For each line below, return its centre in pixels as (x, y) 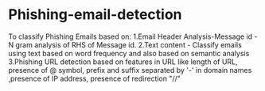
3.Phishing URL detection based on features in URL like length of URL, (123, 62)
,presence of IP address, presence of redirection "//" (95, 78)
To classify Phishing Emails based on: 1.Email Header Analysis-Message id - (133, 36)
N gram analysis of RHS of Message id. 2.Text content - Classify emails (125, 44)
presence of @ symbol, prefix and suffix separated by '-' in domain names (130, 70)
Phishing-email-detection (95, 15)
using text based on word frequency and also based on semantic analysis (129, 53)
